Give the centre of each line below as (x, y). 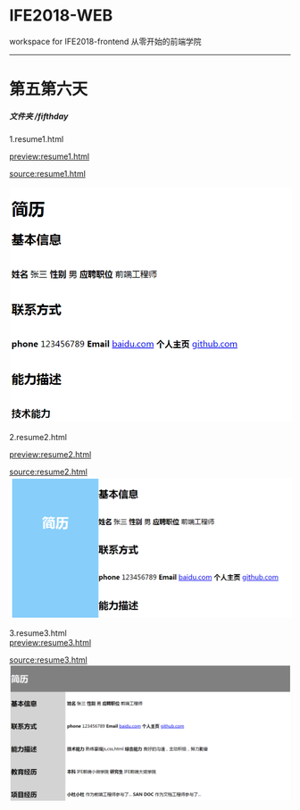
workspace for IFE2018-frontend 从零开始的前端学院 (106, 41)
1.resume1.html (37, 139)
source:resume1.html (48, 174)
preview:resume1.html (50, 156)
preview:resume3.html (50, 642)
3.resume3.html (38, 633)
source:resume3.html (48, 660)
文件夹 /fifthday (39, 116)
